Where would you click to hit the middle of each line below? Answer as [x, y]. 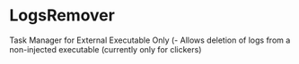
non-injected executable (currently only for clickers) [106, 49]
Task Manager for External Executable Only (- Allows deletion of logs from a [150, 40]
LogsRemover [62, 16]
